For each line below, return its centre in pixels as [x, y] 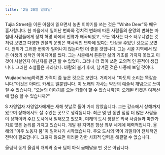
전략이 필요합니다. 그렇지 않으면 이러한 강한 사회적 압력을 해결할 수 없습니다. [78, 137]
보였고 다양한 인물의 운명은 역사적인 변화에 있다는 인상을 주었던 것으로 [81, 43]
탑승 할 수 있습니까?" [30, 96]
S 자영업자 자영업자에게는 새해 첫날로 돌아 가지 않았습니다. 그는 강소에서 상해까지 [83, 106]
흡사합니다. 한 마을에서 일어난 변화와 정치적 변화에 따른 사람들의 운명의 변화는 [79, 30]
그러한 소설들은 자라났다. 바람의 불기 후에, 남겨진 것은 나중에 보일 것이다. [85, 67]
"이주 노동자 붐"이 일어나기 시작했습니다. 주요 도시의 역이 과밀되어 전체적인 [86, 131]
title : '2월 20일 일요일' [29, 10]
